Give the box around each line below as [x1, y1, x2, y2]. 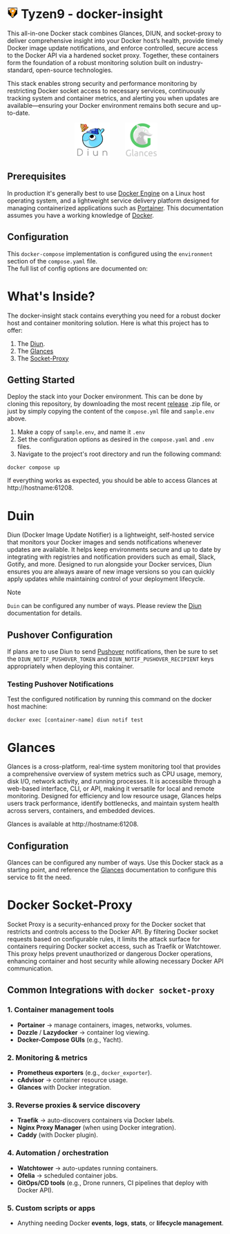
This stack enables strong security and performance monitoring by [7, 79, 198, 87]
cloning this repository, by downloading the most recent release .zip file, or [7, 400, 220, 408]
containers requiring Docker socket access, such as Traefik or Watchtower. [7, 942, 221, 950]
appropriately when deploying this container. [7, 662, 135, 670]
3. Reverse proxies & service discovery [7, 1100, 141, 1109]
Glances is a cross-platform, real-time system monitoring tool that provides [7, 762, 221, 771]
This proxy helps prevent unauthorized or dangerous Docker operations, [7, 950, 213, 958]
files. [17, 443, 32, 451]
